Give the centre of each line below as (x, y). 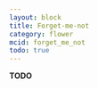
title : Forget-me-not (49, 26)
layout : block (36, 17)
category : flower (41, 34)
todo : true (29, 51)
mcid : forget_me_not (48, 42)
